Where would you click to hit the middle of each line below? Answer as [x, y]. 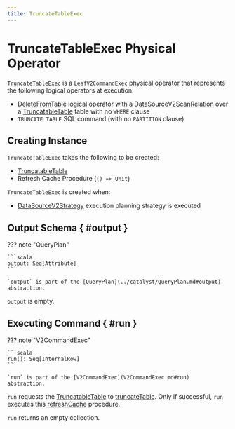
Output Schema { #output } [68, 227]
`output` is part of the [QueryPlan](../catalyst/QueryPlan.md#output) [114, 282]
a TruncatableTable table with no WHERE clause [83, 111]
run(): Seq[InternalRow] [43, 359]
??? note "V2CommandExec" [49, 340]
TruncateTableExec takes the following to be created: [83, 158]
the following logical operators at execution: [71, 90]
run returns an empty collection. [54, 417]
